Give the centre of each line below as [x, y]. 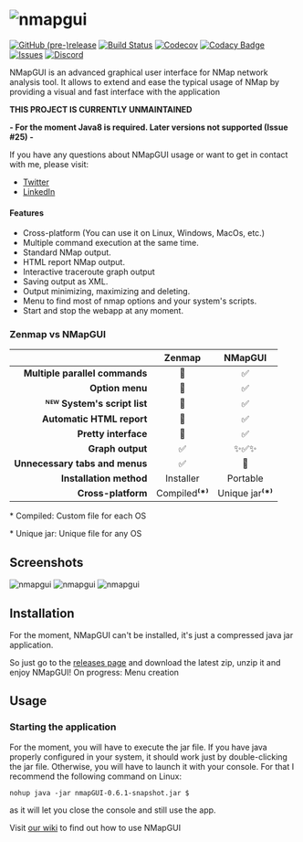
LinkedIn [39, 191]
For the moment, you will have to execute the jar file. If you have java [138, 747]
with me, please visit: [49, 164]
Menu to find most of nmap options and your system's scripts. [140, 301]
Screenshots [47, 562]
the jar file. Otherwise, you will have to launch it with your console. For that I [152, 766]
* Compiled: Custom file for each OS [78, 516]
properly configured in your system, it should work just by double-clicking [148, 757]
